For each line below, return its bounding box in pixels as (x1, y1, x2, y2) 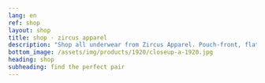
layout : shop (8, 26, 51, 34)
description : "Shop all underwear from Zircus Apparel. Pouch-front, (8, 41, 242, 49)
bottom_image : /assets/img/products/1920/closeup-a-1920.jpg (8, 48, 214, 56)
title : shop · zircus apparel (8, 33, 108, 42)
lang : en (8, 11, 37, 20)
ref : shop (8, 19, 41, 27)
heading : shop (8, 56, 55, 64)
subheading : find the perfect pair (8, 63, 125, 71)
